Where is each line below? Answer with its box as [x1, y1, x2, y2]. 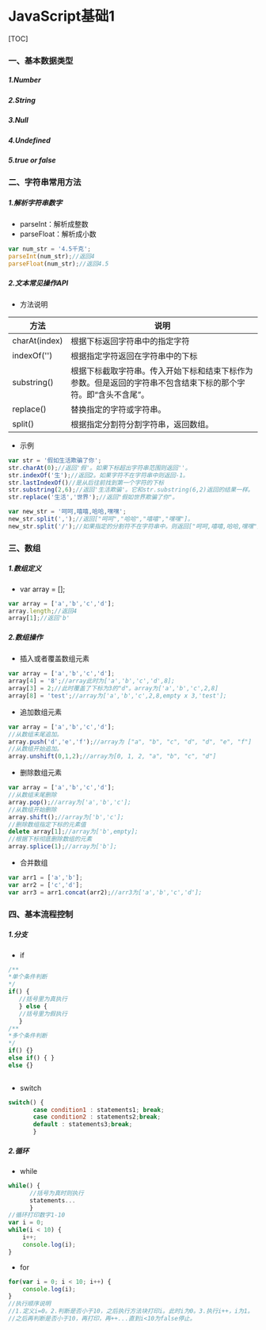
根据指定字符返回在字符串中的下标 [70, 350, 198, 361]
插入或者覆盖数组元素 [19, 654, 89, 663]
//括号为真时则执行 [28, 1189, 85, 1197]
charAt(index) [12, 334, 63, 346]
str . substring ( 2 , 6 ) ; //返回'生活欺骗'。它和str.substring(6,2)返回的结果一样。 [8, 486, 254, 494]
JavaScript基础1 [8, 7, 115, 25]
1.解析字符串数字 [8, 197, 63, 207]
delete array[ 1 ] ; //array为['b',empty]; [8, 827, 139, 836]
